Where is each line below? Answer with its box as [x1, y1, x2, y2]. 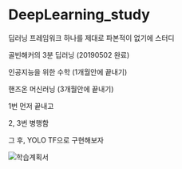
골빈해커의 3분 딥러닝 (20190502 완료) [8, 50, 130, 59]
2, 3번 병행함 [8, 118, 49, 127]
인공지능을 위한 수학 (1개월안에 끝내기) [8, 66, 128, 77]
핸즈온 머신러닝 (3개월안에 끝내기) [8, 84, 114, 94]
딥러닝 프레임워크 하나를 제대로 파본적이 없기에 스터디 [8, 33, 175, 42]
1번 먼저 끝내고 [8, 101, 54, 111]
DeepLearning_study [8, 6, 150, 24]
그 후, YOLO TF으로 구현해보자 [8, 135, 104, 145]
